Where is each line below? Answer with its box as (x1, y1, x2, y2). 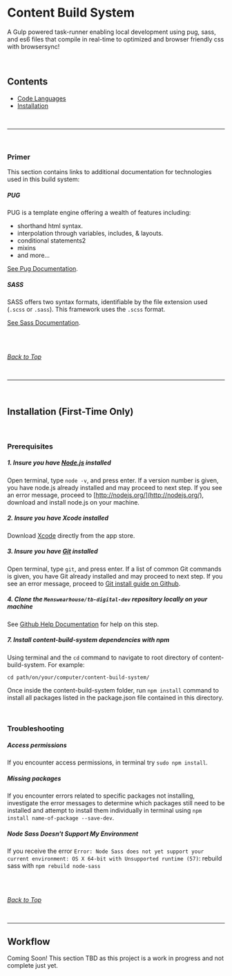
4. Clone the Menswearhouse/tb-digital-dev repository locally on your (7, 595, 208, 603)
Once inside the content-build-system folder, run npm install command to (7, 686, 220, 694)
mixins (17, 244, 37, 252)
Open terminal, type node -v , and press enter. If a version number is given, (7, 476, 219, 485)
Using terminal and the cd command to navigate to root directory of (7, 653, 198, 661)
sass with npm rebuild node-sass (7, 862, 101, 870)
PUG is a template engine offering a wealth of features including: (7, 209, 191, 217)
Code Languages (17, 94, 67, 102)
